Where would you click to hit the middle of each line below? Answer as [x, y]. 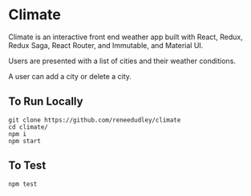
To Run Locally [46, 102]
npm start [25, 141]
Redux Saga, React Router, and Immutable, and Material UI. [106, 45]
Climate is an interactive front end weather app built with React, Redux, [125, 37]
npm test [23, 184]
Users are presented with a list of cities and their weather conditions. [122, 61]
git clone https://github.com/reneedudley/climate [95, 120]
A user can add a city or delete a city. [70, 76]
